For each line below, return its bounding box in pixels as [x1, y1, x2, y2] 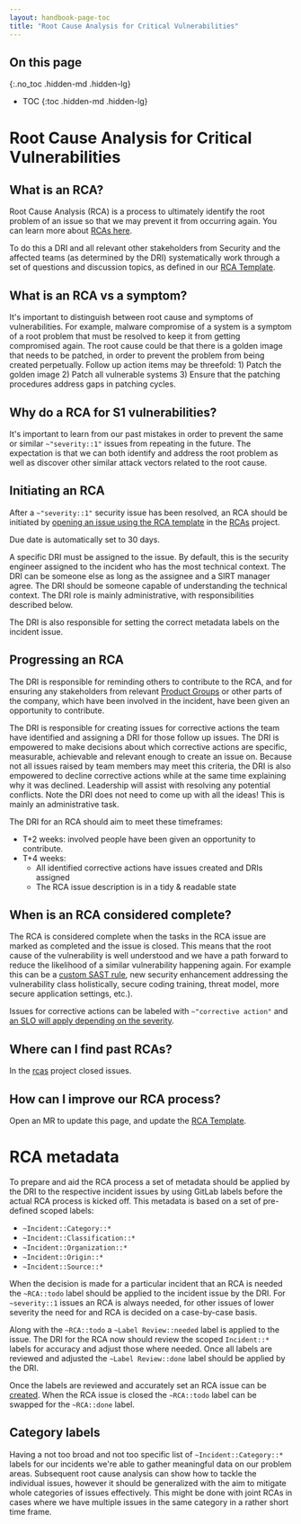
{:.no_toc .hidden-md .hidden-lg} [9, 78, 132, 90]
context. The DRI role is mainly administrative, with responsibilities [9, 590, 254, 601]
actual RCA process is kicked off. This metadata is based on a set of [9, 1195, 261, 1206]
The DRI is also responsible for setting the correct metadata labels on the [9, 617, 280, 628]
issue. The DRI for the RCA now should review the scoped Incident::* [9, 1333, 270, 1344]
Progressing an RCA [9, 653, 124, 668]
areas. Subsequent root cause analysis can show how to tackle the [9, 1467, 257, 1479]
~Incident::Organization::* [22, 1243, 128, 1252]
